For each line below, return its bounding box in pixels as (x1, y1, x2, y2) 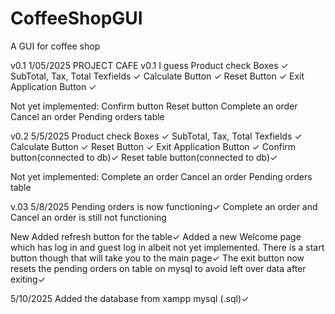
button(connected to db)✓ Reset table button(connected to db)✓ (10, 151, 278, 163)
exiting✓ (10, 273, 47, 285)
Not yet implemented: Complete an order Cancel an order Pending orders (10, 170, 313, 182)
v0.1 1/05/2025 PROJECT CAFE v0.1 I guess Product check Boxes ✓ (10, 59, 289, 71)
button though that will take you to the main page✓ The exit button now (10, 252, 305, 264)
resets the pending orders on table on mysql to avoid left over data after (10, 262, 307, 274)
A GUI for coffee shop (10, 40, 101, 52)
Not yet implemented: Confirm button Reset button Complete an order (10, 100, 298, 112)
